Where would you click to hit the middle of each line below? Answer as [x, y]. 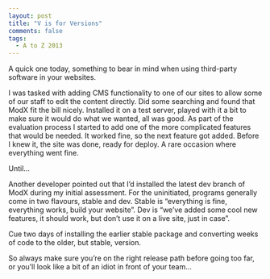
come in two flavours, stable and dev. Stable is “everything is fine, [118, 202]
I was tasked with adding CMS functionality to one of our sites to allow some [135, 93]
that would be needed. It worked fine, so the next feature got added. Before [134, 136]
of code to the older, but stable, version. [75, 243]
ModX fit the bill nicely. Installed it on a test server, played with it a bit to [128, 110]
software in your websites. [52, 77]
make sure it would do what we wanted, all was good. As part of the [121, 119]
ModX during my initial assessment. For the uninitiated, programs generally [133, 193]
